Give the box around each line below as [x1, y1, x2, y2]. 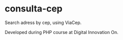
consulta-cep [5, 3, 63, 14]
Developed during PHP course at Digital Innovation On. [5, 29, 119, 35]
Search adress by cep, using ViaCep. [5, 19, 82, 25]
